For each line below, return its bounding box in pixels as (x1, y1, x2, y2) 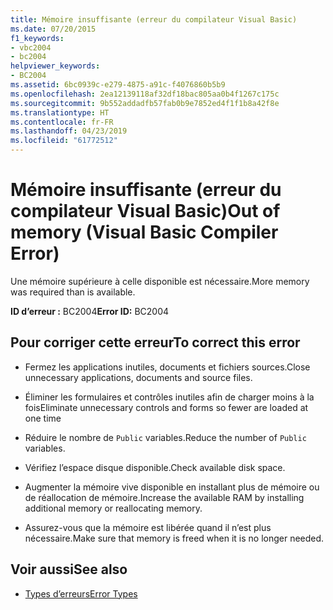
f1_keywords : (10, 33, 65, 43)
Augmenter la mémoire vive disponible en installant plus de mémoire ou (24, 481, 320, 493)
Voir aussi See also (10, 561, 128, 578)
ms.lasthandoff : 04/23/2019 (10, 126, 128, 136)
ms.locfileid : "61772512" (10, 136, 118, 146)
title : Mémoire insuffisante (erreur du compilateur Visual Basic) (10, 14, 298, 25)
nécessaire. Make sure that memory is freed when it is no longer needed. (24, 532, 325, 544)
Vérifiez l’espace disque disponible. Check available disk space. (24, 461, 286, 473)
